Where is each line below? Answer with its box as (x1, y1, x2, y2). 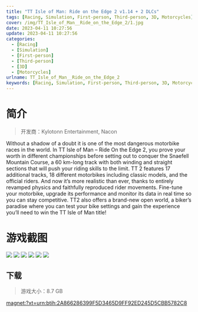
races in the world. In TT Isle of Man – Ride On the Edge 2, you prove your (6, 146, 186, 153)
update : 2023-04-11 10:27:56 (6, 31, 78, 37)
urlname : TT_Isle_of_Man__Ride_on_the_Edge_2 (6, 74, 120, 80)
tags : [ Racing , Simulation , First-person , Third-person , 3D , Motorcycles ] (6, 14, 194, 20)
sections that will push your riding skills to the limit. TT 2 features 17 (6, 165, 171, 172)
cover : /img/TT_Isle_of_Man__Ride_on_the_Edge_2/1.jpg (6, 19, 144, 25)
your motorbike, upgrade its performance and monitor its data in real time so (6, 190, 192, 197)
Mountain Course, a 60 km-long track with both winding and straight (6, 158, 173, 165)
